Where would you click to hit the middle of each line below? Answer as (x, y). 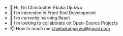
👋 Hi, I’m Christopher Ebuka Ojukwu (46, 8)
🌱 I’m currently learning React (40, 18)
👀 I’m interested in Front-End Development (53, 13)
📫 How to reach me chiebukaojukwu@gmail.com (60, 28)
